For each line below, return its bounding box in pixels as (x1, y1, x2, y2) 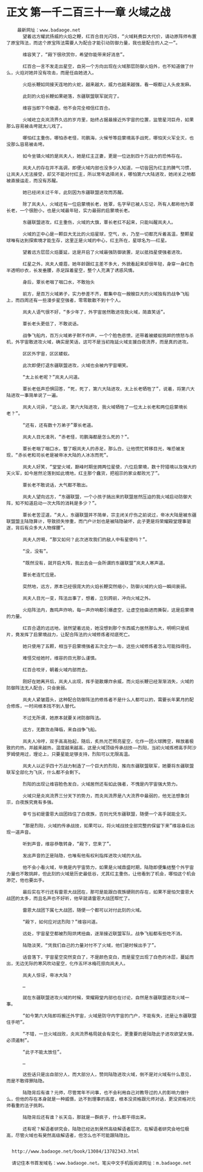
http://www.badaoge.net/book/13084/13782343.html (12, 1148, 139, 1154)
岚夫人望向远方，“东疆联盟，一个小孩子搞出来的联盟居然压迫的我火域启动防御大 (22, 494, 193, 500)
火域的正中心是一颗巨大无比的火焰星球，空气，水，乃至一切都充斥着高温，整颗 (22, 231, 190, 237)
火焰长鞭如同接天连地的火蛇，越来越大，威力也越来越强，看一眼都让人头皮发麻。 (22, 81, 194, 88)
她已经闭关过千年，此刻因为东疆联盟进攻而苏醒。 (22, 189, 127, 196)
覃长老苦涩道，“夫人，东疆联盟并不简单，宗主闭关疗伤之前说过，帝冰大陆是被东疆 (22, 512, 197, 518)
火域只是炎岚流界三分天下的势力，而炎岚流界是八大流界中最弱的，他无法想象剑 (22, 793, 190, 799)
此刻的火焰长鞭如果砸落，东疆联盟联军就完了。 (22, 93, 122, 99)
